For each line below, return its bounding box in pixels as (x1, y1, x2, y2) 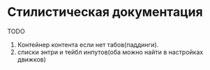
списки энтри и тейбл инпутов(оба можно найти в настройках (17, 48, 204, 56)
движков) (17, 55, 47, 63)
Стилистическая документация (7, 4, 204, 20)
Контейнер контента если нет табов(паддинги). (17, 40, 159, 49)
